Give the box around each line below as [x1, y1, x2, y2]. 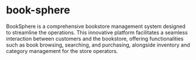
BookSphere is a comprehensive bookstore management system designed [6, 23, 186, 30]
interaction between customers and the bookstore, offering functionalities [6, 35, 184, 42]
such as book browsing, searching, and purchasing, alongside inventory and [6, 41, 190, 48]
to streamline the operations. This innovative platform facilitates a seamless [6, 29, 188, 36]
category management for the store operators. [6, 47, 118, 54]
